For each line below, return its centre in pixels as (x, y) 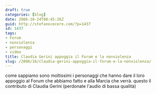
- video (13, 52)
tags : (11, 33)
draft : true (18, 10)
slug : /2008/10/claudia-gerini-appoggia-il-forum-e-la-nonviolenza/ (78, 61)
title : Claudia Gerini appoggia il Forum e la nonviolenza (68, 57)
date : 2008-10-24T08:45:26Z (35, 19)
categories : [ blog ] (26, 15)
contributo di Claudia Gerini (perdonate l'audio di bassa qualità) (71, 86)
